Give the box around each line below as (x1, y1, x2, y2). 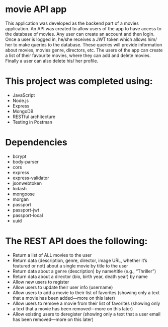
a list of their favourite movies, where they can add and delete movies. (5, 52, 151, 59)
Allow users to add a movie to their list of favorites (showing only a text (12, 289, 160, 296)
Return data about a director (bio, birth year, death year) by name (12, 274, 148, 280)
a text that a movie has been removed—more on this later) (12, 305, 133, 311)
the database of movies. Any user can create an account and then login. (5, 31, 155, 37)
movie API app (5, 4, 67, 15)
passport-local (12, 212, 43, 218)
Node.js (12, 97, 29, 103)
